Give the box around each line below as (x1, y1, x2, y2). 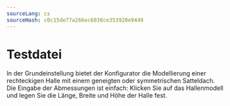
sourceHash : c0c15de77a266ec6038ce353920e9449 (6, 17, 144, 24)
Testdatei (6, 46, 62, 62)
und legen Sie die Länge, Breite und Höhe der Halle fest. (6, 91, 167, 100)
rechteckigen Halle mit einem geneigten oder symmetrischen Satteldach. (6, 77, 215, 85)
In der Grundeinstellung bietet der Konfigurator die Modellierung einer (6, 69, 206, 78)
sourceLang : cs (6, 10, 51, 17)
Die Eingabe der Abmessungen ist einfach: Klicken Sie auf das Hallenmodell (6, 84, 224, 92)
